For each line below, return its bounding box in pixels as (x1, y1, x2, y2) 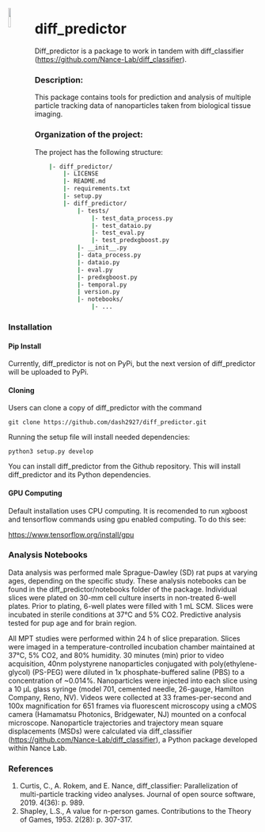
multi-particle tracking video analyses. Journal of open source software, (19, 790, 256, 799)
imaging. (34, 110, 63, 119)
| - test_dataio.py (90, 221, 152, 229)
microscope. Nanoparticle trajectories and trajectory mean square (8, 718, 224, 727)
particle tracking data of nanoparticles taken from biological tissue (34, 101, 252, 110)
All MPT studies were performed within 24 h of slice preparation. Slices (8, 634, 240, 643)
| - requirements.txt (62, 185, 131, 193)
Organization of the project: (34, 129, 144, 141)
